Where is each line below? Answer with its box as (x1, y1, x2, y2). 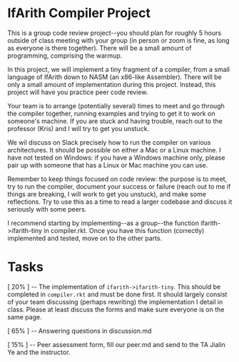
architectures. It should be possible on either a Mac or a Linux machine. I (7, 145, 221, 154)
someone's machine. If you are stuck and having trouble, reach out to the (7, 116, 223, 125)
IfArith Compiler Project (7, 5, 151, 21)
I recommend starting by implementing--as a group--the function (7, 219, 200, 227)
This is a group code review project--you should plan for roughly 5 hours (7, 29, 222, 37)
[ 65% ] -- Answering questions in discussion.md (7, 326, 152, 335)
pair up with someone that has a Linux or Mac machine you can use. (7, 160, 208, 169)
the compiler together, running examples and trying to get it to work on (7, 109, 215, 118)
